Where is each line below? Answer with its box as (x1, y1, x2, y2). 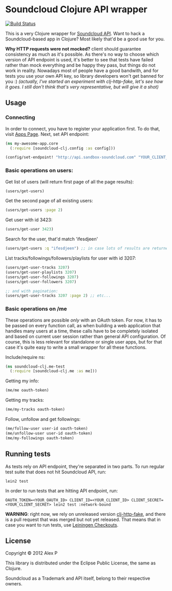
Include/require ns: (5, 354, 45, 360)
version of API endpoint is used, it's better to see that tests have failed (5, 56, 154, 62)
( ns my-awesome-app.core (5, 141, 58, 146)
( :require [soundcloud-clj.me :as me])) (10, 369, 97, 374)
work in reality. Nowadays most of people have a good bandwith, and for (5, 67, 159, 74)
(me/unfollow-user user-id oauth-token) (5, 430, 93, 436)
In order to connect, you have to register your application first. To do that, (5, 125, 160, 131)
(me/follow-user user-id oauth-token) (5, 426, 88, 431)
